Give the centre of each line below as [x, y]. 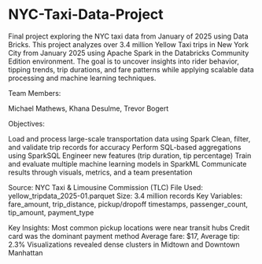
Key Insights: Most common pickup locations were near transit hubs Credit [129, 227]
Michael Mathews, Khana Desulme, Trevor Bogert [89, 108]
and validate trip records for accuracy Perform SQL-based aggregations [125, 147]
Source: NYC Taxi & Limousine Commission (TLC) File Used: [105, 187]
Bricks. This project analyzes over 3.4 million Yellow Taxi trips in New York [129, 44]
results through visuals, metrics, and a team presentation [100, 172]
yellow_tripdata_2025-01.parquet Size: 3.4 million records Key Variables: [125, 196]
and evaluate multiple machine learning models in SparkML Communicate [127, 163]
